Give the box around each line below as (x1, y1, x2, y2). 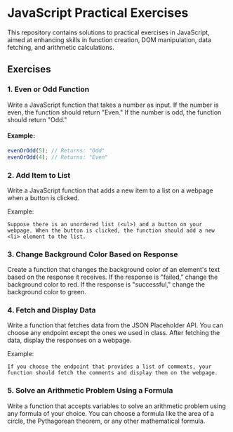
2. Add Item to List (7, 170, 71, 180)
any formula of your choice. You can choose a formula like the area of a (7, 409, 214, 417)
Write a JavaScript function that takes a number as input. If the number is (7, 100, 219, 109)
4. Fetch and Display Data (7, 306, 96, 315)
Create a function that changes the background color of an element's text (7, 266, 220, 274)
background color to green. (7, 288, 86, 296)
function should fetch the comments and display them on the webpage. (7, 369, 218, 377)
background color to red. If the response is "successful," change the (7, 280, 206, 289)
